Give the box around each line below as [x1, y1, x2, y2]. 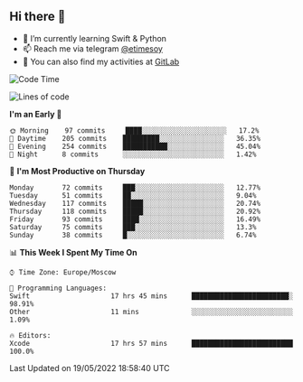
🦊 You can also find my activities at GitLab [22, 56, 180, 67]
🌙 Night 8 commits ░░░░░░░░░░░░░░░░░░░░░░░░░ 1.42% [9, 150, 257, 159]
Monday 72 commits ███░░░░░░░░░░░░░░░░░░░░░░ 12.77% [9, 182, 260, 192]
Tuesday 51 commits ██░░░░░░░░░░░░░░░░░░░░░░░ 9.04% [9, 191, 257, 200]
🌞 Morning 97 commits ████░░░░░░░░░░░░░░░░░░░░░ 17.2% [9, 126, 260, 135]
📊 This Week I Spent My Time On [9, 247, 137, 257]
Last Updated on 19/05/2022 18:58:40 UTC [9, 362, 170, 373]
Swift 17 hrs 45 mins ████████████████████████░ [9, 291, 294, 301]
